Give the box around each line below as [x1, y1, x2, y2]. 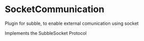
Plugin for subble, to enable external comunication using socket [5, 20, 139, 26]
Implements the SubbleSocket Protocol [5, 30, 87, 36]
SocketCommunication [5, 4, 105, 15]
